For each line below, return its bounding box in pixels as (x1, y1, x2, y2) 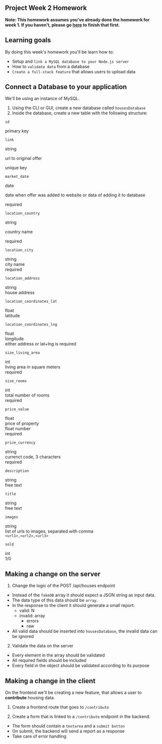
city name (5, 261, 25, 267)
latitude (5, 313, 20, 319)
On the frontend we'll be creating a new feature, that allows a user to (5, 690, 142, 695)
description (5, 468, 29, 473)
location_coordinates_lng (5, 322, 57, 327)
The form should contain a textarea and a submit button (12, 723, 125, 729)
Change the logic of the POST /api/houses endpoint (12, 583, 115, 588)
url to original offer (5, 156, 42, 161)
